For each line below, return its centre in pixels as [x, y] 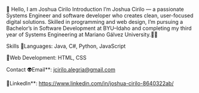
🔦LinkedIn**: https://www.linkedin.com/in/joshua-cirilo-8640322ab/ [90, 83]
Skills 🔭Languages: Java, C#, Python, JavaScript [66, 46]
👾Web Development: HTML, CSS [46, 58]
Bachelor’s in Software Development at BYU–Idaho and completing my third [99, 28]
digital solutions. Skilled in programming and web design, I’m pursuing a [95, 22]
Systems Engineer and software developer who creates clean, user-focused [100, 15]
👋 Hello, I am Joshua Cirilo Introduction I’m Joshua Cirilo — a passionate [95, 9]
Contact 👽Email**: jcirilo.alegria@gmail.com [61, 69]
